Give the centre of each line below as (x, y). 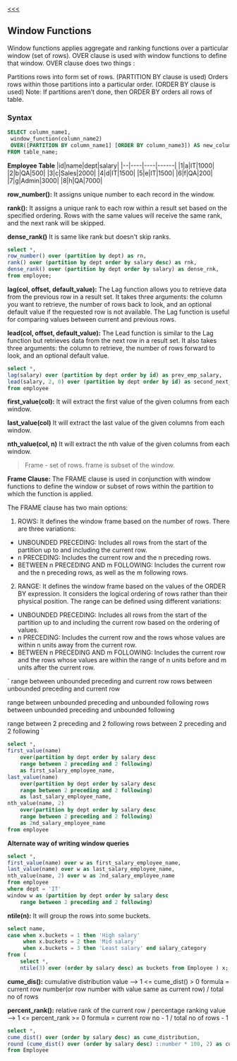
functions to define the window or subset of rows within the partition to (110, 486)
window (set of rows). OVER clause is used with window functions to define (117, 55)
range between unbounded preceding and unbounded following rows (108, 703)
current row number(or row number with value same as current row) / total (116, 989)
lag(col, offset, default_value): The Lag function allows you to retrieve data (117, 289)
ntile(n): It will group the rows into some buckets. (79, 915)
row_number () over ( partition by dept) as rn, (77, 256)
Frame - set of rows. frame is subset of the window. (99, 465)
